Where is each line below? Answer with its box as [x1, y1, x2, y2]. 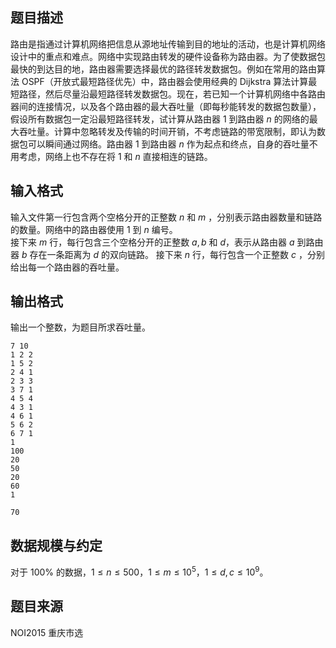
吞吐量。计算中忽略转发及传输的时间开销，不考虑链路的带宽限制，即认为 [18, 125, 317, 137]
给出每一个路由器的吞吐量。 [10, 261, 125, 273]
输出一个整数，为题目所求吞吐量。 [10, 321, 151, 333]
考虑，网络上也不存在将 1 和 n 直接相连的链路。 [18, 150, 213, 162]
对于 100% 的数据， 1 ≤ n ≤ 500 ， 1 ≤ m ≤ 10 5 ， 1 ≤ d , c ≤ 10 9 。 [10, 564, 269, 578]
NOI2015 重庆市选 [10, 626, 84, 638]
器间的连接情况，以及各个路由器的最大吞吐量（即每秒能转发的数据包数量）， [10, 100, 322, 112]
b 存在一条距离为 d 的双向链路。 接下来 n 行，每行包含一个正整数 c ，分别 [21, 248, 325, 260]
